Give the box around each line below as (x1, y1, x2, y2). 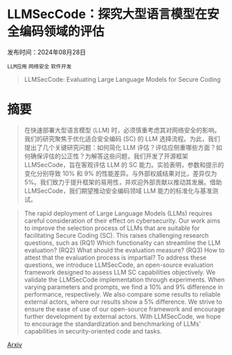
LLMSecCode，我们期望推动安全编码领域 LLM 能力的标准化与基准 (24, 187, 213, 195)
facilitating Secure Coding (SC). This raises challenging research (24, 231, 209, 239)
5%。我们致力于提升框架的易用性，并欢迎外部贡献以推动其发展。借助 (24, 177, 222, 186)
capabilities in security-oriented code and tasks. (24, 327, 162, 335)
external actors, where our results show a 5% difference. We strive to (24, 297, 223, 306)
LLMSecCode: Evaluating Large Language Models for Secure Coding (24, 75, 221, 83)
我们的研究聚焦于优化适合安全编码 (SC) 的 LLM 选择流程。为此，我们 (24, 135, 220, 143)
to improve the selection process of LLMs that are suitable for (24, 223, 200, 232)
